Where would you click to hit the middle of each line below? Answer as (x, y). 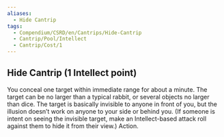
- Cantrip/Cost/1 (38, 45)
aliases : (19, 13)
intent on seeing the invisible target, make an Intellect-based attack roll (107, 119)
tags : (15, 26)
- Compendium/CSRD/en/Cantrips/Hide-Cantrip (78, 33)
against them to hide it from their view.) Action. (73, 126)
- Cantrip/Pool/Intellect (50, 39)
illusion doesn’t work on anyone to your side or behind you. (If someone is (111, 111)
